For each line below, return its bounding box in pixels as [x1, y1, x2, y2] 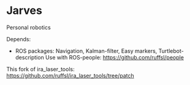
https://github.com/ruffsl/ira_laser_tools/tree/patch [6, 72, 134, 79]
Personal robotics [6, 24, 51, 31]
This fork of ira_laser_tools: [6, 65, 75, 73]
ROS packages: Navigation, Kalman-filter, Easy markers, [15, 47, 158, 55]
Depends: [6, 35, 31, 42]
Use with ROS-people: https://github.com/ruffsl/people [45, 53, 184, 61]
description [15, 53, 44, 61]
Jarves [6, 4, 43, 18]
